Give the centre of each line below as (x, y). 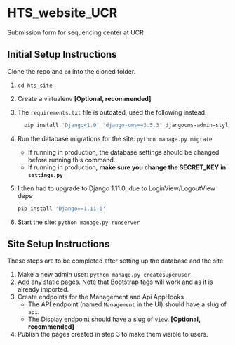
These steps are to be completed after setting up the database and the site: (116, 261)
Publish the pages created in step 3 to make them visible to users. (113, 334)
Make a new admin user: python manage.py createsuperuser (104, 275)
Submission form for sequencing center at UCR (75, 32)
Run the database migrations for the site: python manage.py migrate (115, 138)
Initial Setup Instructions (62, 54)
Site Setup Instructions (59, 244)
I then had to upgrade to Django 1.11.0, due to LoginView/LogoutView (116, 188)
